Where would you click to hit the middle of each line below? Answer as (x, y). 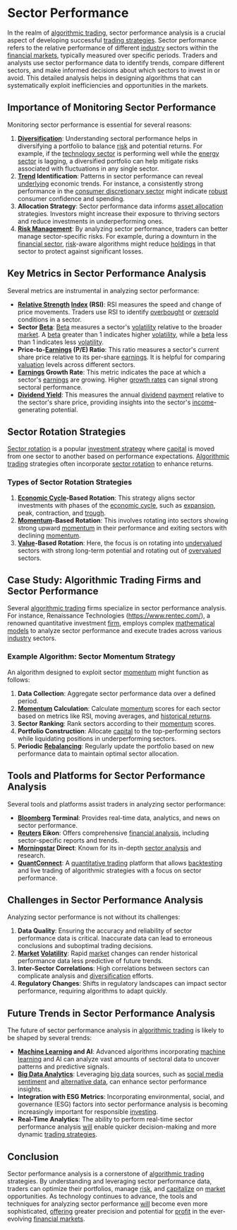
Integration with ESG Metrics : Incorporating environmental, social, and (121, 1097)
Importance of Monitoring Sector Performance (112, 108)
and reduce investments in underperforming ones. (91, 221)
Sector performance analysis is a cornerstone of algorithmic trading (106, 1174)
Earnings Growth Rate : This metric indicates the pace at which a (111, 372)
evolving (20, 1219)
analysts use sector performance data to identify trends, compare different (116, 62)
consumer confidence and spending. (71, 198)
